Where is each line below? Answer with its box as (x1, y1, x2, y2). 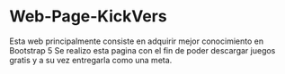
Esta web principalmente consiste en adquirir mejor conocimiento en (9, 36, 263, 46)
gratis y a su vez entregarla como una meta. (9, 54, 173, 65)
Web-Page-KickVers (9, 6, 168, 27)
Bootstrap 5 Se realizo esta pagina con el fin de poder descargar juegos (9, 45, 276, 55)
